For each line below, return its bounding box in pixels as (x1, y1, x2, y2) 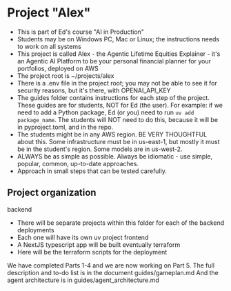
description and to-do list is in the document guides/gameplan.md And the (7, 268, 219, 277)
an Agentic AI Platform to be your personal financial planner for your (17, 57, 212, 65)
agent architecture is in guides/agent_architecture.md (7, 276, 160, 284)
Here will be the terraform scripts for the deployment (17, 248, 168, 256)
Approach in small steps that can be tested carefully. (17, 167, 167, 175)
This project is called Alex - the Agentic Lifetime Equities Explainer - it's (17, 50, 221, 58)
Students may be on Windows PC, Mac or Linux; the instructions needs (17, 34, 219, 43)
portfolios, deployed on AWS (17, 64, 99, 72)
